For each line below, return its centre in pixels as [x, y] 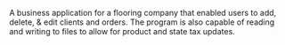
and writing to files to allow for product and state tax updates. [122, 31]
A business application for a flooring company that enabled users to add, [143, 13]
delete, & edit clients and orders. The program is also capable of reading [142, 22]
